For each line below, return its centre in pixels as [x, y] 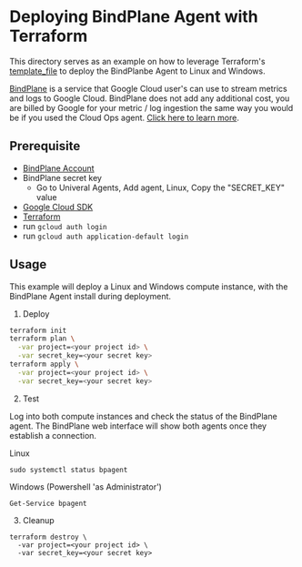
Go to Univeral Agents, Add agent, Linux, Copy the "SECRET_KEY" [160, 187]
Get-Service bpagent [49, 503]
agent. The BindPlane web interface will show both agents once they [138, 426]
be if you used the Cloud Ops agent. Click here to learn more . [124, 117]
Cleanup [38, 520]
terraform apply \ [44, 364]
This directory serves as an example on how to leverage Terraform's [137, 61]
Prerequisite [45, 146]
